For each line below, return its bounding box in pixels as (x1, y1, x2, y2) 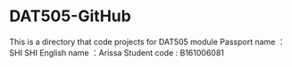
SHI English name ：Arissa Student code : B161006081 (24, 47, 225, 58)
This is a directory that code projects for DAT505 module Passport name (9, 36, 276, 47)
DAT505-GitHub (9, 6, 131, 26)
